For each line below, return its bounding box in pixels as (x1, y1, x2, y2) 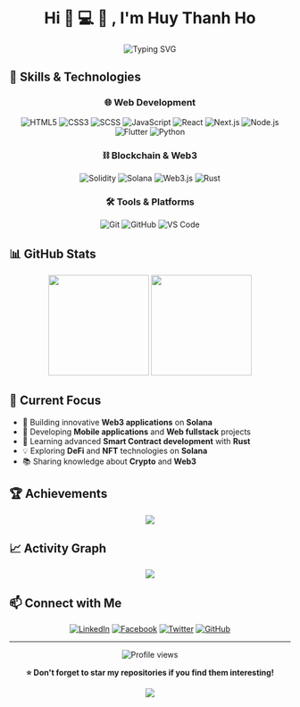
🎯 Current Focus (9, 393, 102, 408)
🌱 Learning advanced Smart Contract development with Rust (21, 435, 251, 446)
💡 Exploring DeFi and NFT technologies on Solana (21, 445, 208, 456)
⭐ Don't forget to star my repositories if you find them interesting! (26, 668, 274, 678)
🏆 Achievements (9, 486, 108, 501)
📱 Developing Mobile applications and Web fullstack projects (21, 426, 252, 437)
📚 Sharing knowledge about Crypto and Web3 (21, 456, 196, 467)
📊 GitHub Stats (9, 246, 96, 261)
